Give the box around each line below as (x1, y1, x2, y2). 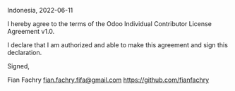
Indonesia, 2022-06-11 (7, 6, 73, 14)
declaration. (7, 49, 42, 56)
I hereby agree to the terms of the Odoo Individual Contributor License (7, 20, 212, 28)
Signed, (7, 62, 30, 70)
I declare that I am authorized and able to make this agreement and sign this (7, 41, 228, 49)
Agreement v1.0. (7, 28, 55, 35)
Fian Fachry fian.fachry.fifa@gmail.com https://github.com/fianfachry (7, 75, 210, 84)
